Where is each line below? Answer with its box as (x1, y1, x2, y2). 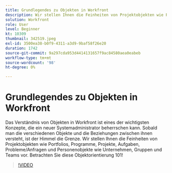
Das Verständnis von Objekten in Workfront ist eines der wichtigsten (5, 119, 149, 126)
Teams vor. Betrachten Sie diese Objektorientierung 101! (5, 152, 123, 158)
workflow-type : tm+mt (5, 55, 52, 61)
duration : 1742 (5, 46, 38, 51)
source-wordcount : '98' (5, 60, 56, 65)
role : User (5, 22, 29, 27)
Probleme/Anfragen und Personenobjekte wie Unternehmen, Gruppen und (5, 147, 162, 153)
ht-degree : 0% (5, 65, 36, 70)
